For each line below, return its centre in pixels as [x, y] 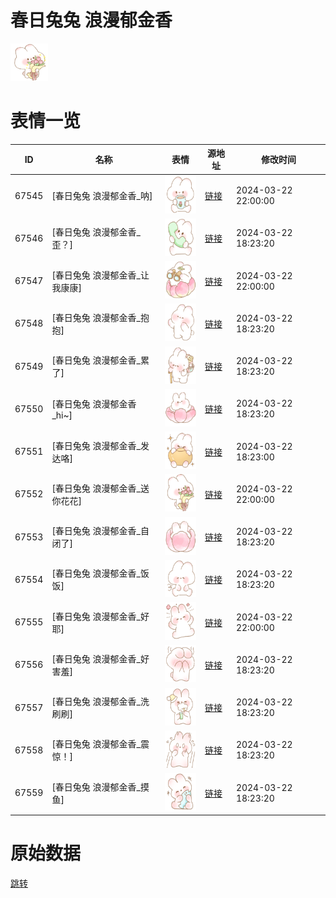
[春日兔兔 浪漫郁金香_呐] [102, 196]
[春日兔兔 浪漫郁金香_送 [100, 488]
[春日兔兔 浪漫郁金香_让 [100, 275]
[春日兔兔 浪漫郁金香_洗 [100, 702]
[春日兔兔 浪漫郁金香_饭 [100, 573]
